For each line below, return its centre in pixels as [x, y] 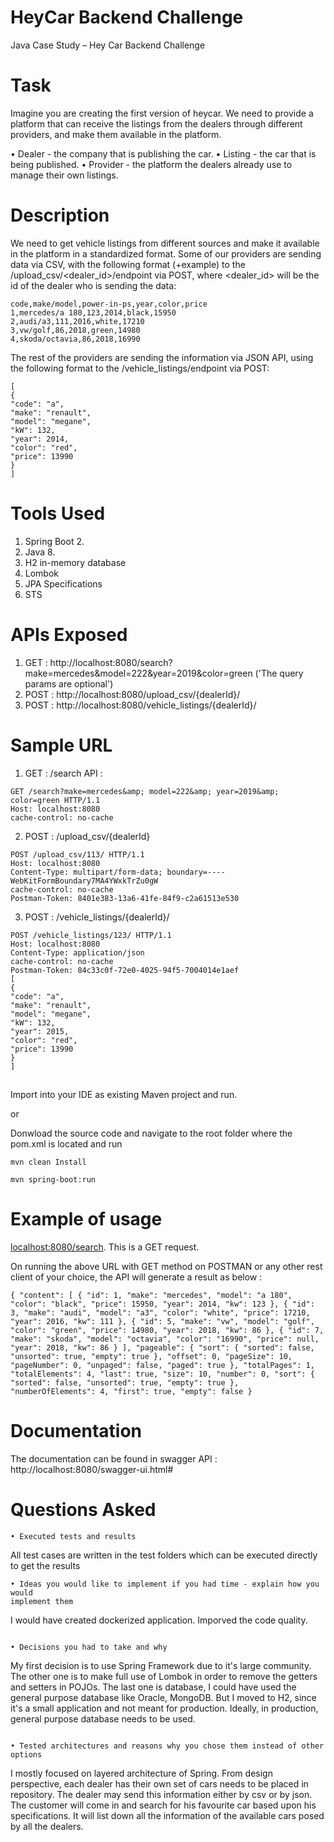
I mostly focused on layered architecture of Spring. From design [141, 1773]
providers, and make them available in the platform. [116, 134]
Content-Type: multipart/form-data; [86, 872]
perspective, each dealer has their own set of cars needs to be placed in [159, 1783]
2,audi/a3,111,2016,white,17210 [77, 321]
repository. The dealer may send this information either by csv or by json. [161, 1794]
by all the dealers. [47, 1826]
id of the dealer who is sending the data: [93, 285]
